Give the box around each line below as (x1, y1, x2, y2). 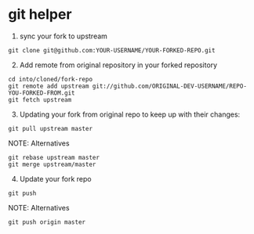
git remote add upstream (8, 82, 89, 90)
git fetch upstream (8, 95, 72, 103)
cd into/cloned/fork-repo (8, 75, 93, 83)
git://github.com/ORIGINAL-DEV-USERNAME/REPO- (92, 82, 247, 90)
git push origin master (8, 218, 86, 226)
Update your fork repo (19, 174, 92, 183)
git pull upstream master (8, 124, 93, 132)
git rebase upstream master (8, 153, 100, 161)
